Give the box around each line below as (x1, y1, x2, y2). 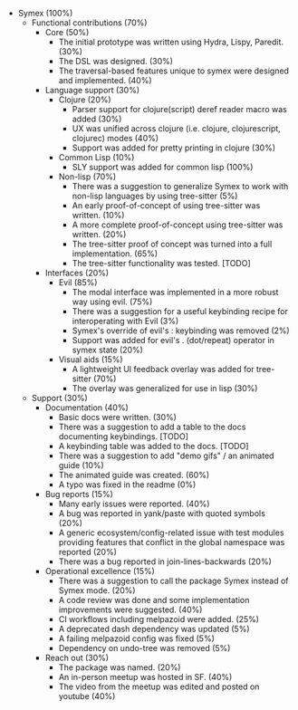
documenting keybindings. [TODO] (58, 431, 188, 442)
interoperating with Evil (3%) (72, 316, 179, 326)
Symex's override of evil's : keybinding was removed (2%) (72, 325, 290, 336)
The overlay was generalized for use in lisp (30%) (72, 383, 258, 393)
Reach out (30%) (44, 652, 110, 663)
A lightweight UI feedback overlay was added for (72, 364, 255, 374)
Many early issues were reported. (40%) (58, 498, 210, 509)
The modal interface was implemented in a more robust (72, 287, 279, 297)
